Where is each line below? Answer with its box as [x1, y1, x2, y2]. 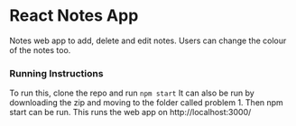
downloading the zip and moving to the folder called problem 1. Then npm [9, 97, 284, 108]
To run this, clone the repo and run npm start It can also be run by [9, 87, 254, 99]
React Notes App [9, 5, 139, 26]
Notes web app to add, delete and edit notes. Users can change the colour [9, 35, 287, 46]
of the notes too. [9, 44, 71, 55]
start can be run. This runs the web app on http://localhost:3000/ [9, 107, 252, 118]
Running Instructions [9, 67, 104, 79]
